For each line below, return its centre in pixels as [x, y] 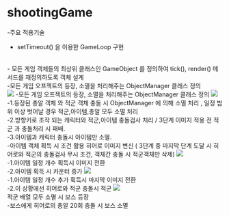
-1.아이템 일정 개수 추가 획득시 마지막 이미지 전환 [72, 180]
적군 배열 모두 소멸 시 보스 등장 [48, 197]
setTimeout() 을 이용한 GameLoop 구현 [70, 46]
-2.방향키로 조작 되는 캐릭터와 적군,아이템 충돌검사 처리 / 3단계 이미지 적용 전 [109, 120]
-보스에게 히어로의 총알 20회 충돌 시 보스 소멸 [68, 205]
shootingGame [50, 13]
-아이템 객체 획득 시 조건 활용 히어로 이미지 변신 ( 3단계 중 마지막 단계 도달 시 [109, 146]
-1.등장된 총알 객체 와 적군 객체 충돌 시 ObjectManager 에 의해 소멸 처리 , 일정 [111, 103]
